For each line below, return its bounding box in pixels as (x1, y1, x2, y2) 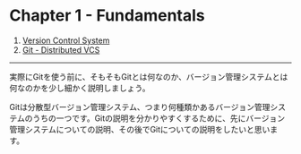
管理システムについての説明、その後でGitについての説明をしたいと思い (9, 124, 271, 134)
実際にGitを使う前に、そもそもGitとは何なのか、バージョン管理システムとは (9, 71, 288, 81)
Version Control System (21, 35, 110, 46)
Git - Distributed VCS (21, 44, 100, 55)
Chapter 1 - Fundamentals (9, 5, 206, 26)
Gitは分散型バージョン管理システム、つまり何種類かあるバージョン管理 (9, 101, 271, 112)
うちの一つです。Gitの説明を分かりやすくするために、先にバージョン (32, 113, 285, 124)
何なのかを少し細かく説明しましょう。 (9, 82, 150, 93)
